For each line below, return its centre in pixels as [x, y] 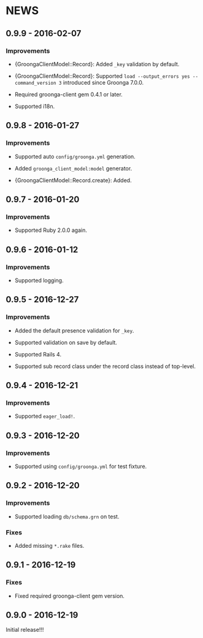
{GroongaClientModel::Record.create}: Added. [73, 180]
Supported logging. [39, 280]
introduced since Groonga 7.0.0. [103, 82]
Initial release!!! [25, 630]
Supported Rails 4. [38, 354]
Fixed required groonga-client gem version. [70, 596]
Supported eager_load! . [44, 416]
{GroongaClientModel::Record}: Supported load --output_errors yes [102, 76]
